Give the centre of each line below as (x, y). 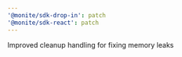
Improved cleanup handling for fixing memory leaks (91, 45)
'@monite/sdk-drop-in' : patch (57, 15)
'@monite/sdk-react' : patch (53, 23)
